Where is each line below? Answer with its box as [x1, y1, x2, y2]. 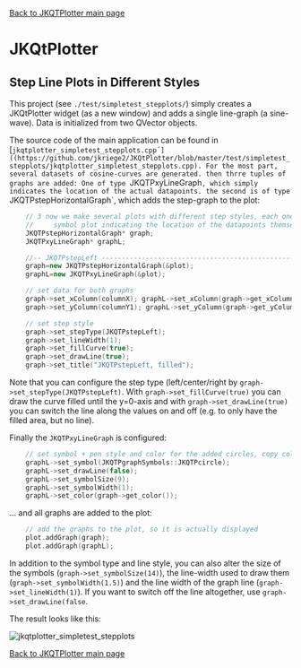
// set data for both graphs [25, 286, 134, 295]
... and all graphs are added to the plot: [9, 508, 152, 518]
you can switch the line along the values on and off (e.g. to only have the [9, 405, 278, 416]
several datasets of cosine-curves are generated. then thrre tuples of [9, 169, 287, 178]
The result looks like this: [9, 613, 101, 624]
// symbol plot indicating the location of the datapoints [25, 220, 267, 230]
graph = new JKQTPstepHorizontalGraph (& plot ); [25, 262, 194, 271]
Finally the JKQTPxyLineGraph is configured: [9, 432, 168, 443]
